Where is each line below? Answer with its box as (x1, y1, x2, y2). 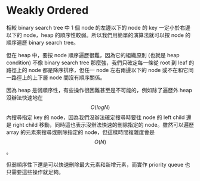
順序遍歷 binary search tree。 (6, 39, 79, 46)
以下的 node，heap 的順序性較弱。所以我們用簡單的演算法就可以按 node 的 (6, 31, 191, 39)
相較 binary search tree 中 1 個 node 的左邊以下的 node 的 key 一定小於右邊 (6, 24, 191, 31)
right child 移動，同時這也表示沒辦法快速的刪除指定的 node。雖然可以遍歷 (13, 121, 195, 128)
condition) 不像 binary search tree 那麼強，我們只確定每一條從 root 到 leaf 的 (6, 59, 195, 66)
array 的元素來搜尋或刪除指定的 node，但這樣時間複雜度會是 (6, 129, 155, 136)
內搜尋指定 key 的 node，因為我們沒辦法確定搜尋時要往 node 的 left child (6, 114, 185, 121)
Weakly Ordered (6, 4, 89, 17)
